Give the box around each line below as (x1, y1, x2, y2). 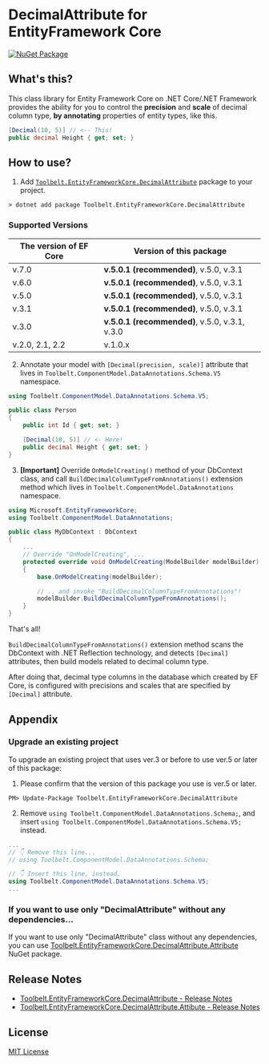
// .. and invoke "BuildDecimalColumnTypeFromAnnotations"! (37, 587, 242, 595)
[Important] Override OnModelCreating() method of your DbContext (19, 465, 243, 474)
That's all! (8, 624, 41, 634)
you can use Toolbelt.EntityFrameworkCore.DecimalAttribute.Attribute (8, 941, 239, 950)
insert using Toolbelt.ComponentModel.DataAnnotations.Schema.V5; (19, 816, 242, 826)
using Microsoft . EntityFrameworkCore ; (8, 506, 138, 514)
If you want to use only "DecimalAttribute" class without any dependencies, (8, 932, 258, 942)
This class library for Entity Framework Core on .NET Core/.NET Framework (8, 94, 257, 103)
